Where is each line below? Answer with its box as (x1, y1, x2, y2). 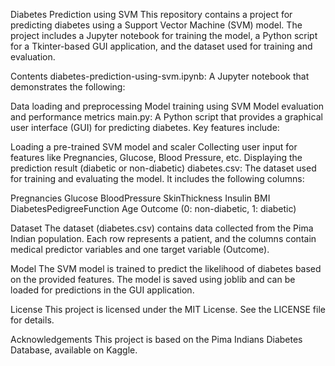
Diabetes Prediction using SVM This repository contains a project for (10, 9, 293, 20)
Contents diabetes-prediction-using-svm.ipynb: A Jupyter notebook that (10, 70, 310, 82)
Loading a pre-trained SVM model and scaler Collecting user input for (10, 141, 298, 153)
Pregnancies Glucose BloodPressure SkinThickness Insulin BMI (10, 192, 271, 204)
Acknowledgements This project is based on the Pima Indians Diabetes (10, 334, 303, 345)
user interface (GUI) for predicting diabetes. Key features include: (10, 122, 280, 133)
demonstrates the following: (10, 81, 126, 93)
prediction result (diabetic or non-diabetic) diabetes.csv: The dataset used (10, 162, 317, 174)
